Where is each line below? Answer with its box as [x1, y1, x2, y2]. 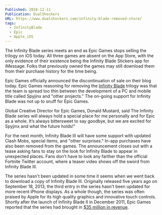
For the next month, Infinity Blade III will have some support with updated [5, 132, 151, 139]
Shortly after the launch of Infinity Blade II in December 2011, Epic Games [5, 199, 151, 205]
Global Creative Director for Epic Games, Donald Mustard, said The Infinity [5, 107, 154, 113]
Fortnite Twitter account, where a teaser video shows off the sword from [5, 159, 150, 164]
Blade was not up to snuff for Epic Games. [5, 98, 90, 104]
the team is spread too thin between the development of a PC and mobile [5, 88, 151, 94]
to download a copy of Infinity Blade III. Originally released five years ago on [5, 178, 158, 184]
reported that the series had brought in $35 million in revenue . [5, 204, 130, 210]
